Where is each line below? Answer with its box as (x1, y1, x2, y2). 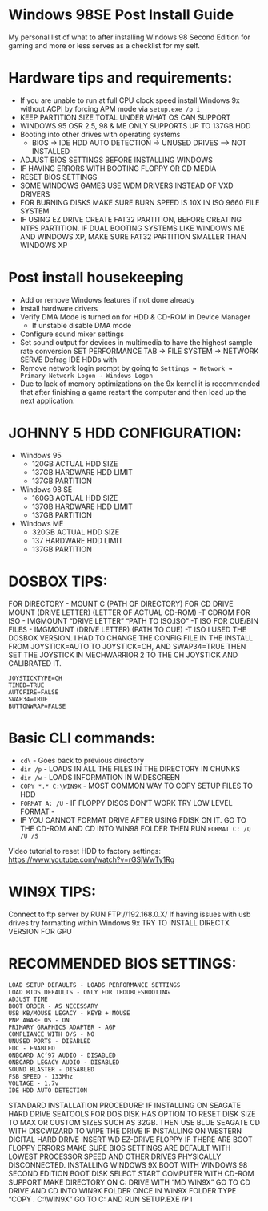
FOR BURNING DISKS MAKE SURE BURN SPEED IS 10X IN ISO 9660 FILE (19, 197, 260, 207)
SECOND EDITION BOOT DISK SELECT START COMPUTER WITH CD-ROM (8, 1168, 254, 1178)
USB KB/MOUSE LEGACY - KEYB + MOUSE (8, 1009, 130, 1017)
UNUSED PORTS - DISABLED (8, 1037, 91, 1045)
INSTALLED (31, 146, 70, 156)
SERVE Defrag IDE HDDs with (19, 355, 118, 364)
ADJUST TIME (8, 995, 48, 1003)
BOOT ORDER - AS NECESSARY (8, 1002, 98, 1010)
